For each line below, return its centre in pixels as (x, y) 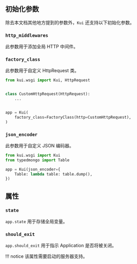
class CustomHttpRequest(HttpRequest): (48, 94)
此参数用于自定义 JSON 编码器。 (40, 145)
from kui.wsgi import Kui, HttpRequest (48, 80)
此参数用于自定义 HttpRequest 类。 (42, 71)
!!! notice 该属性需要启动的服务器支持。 (47, 256)
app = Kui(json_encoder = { (33, 169)
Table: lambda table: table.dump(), (54, 174)
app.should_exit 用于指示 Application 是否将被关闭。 (61, 246)
